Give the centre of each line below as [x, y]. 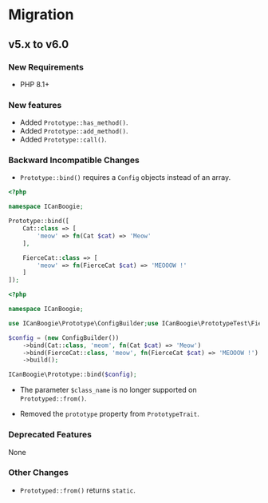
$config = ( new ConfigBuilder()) [64, 337]
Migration [41, 15]
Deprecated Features [50, 435]
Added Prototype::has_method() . [74, 122]
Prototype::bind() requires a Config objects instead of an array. [125, 178]
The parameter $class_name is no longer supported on [108, 390]
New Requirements [46, 67]
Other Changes [39, 473]
